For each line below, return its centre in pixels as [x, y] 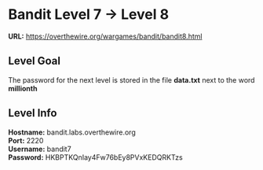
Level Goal [35, 61]
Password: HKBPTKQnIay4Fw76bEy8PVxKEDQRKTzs [95, 157]
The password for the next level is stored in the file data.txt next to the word [131, 79]
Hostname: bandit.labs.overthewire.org [72, 132]
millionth [23, 88]
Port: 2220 [26, 140]
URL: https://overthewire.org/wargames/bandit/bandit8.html [105, 36]
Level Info [33, 113]
